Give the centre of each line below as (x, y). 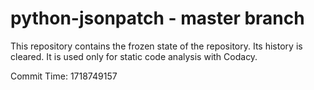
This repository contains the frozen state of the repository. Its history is (156, 46)
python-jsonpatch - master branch (157, 18)
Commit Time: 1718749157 (64, 76)
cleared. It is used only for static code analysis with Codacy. (134, 56)
